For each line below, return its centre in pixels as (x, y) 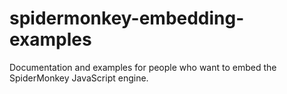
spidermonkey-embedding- (127, 18)
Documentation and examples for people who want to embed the (143, 67)
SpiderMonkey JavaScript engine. (79, 78)
